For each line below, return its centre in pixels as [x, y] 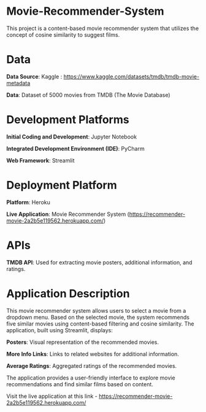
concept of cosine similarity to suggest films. [63, 34]
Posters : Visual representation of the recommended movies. [83, 342]
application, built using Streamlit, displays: [60, 330]
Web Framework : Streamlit [40, 160]
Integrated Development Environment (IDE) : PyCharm [76, 148]
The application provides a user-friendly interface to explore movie [91, 378]
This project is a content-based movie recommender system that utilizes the [103, 28]
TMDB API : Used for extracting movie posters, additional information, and [99, 262]
